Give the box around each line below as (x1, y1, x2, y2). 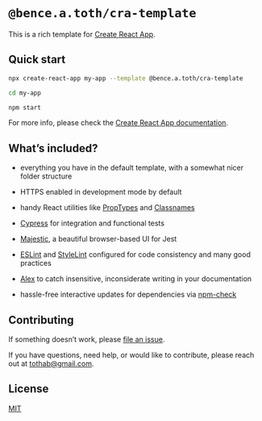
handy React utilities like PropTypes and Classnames (19, 203, 195, 213)
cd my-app (8, 89, 42, 97)
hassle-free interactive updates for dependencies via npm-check (19, 289, 237, 300)
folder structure (19, 171, 73, 181)
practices (19, 259, 52, 268)
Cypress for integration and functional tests (19, 218, 165, 228)
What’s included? (8, 141, 98, 155)
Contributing (8, 313, 74, 326)
